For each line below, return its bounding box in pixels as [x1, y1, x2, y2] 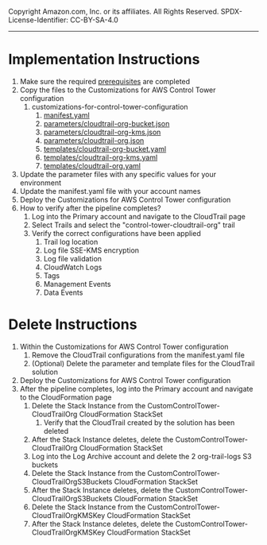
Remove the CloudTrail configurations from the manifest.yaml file [31, 350, 245, 360]
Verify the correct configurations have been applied [31, 228, 201, 238]
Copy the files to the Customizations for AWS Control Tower [19, 85, 216, 95]
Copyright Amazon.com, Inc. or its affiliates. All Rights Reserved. [8, 7, 219, 16]
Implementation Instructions [8, 51, 200, 68]
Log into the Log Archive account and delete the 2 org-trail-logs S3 [31, 451, 252, 461]
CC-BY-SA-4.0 [70, 15, 119, 25]
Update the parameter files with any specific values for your [19, 169, 217, 179]
